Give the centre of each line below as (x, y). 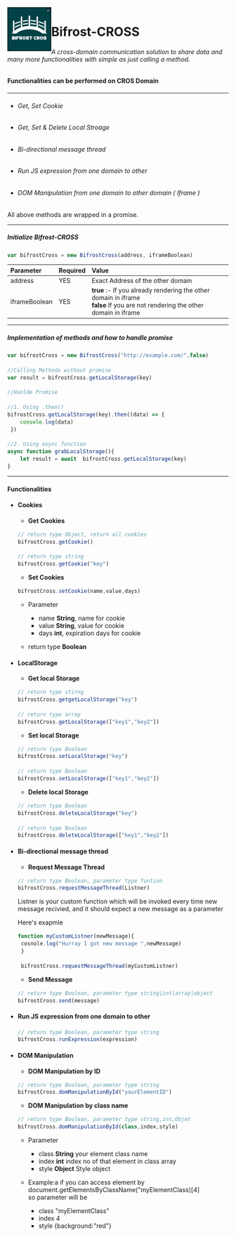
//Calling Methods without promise (59, 370)
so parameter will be (58, 1198)
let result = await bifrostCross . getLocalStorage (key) (104, 459)
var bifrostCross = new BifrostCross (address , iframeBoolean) (100, 255)
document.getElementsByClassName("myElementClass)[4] (114, 1190)
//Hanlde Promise (33, 393)
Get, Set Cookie (40, 105)
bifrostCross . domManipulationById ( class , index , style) (98, 1127)
